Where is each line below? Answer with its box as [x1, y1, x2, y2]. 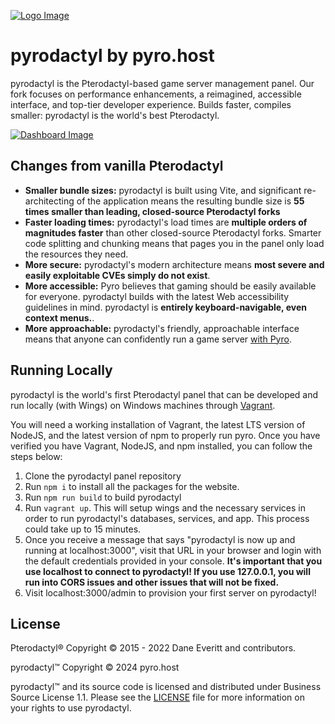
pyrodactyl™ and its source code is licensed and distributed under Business [10, 681, 322, 693]
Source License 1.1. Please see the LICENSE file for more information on [10, 691, 305, 704]
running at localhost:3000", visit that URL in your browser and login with [24, 544, 322, 556]
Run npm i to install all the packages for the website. [24, 480, 240, 492]
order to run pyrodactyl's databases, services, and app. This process [24, 512, 310, 524]
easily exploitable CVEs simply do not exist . [24, 269, 211, 281]
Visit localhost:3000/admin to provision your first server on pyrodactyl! [24, 586, 317, 599]
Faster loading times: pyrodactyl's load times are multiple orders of [24, 216, 308, 228]
